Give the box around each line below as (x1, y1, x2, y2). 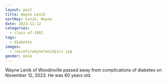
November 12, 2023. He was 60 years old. (5, 73, 92, 79)
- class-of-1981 (9, 30, 43, 35)
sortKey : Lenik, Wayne (5, 16, 52, 21)
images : (5, 44, 21, 49)
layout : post (5, 7, 32, 12)
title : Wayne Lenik (5, 12, 46, 17)
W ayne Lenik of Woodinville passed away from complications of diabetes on (5, 67, 162, 73)
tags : (5, 35, 16, 40)
